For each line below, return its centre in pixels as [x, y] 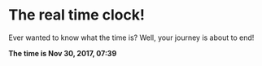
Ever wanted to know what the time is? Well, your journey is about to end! [131, 37]
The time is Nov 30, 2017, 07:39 [63, 53]
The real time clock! [76, 15]
